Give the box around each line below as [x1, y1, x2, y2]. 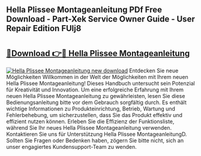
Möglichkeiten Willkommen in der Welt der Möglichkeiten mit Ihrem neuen [6, 74, 189, 80]
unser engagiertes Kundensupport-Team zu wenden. [6, 143, 137, 150]
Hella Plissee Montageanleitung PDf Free [6, 5, 163, 15]
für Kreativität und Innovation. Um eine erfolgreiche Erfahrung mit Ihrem [6, 86, 184, 93]
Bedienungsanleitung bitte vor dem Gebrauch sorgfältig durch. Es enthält [6, 99, 187, 106]
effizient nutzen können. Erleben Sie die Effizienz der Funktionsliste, [6, 118, 175, 125]
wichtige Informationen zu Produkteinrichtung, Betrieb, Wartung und [6, 105, 176, 112]
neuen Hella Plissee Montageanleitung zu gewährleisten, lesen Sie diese [6, 93, 185, 99]
